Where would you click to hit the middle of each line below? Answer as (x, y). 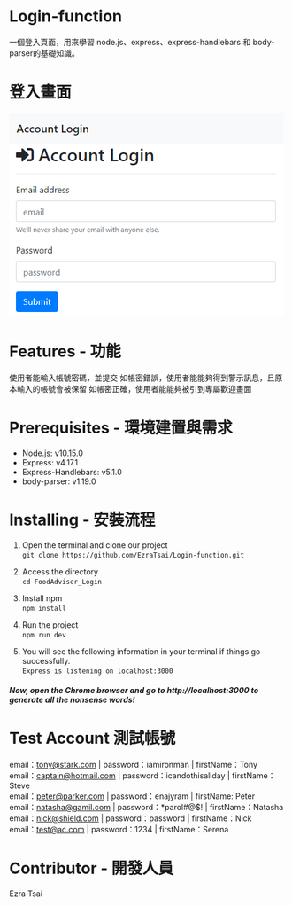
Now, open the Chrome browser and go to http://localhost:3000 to (134, 691)
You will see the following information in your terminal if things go (141, 651)
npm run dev (44, 635)
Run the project (50, 625)
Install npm (42, 598)
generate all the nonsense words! (72, 700)
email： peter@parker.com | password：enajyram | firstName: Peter (132, 796)
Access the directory (60, 571)
